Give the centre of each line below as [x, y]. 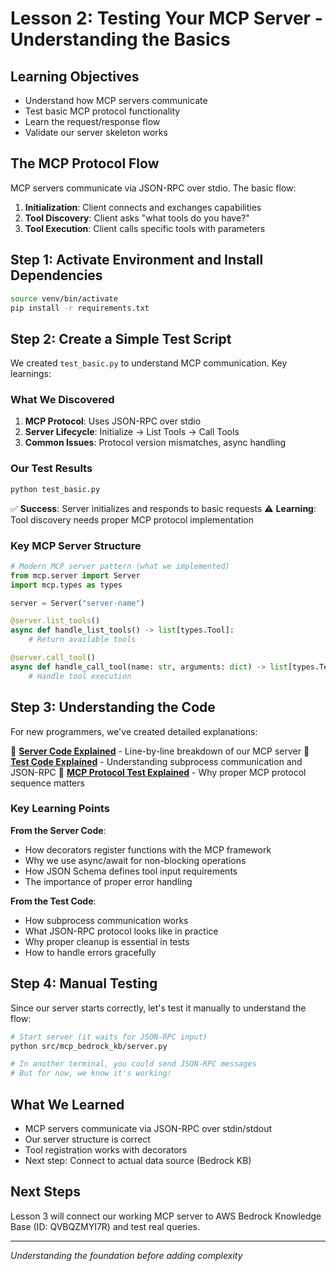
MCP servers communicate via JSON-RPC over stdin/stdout [148, 1128]
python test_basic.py [55, 489]
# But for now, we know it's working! [91, 1073]
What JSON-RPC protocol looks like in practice [121, 931]
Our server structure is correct [87, 1139]
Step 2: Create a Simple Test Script [121, 338]
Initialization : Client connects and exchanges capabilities [143, 207]
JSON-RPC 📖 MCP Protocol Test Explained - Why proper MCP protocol [158, 772]
